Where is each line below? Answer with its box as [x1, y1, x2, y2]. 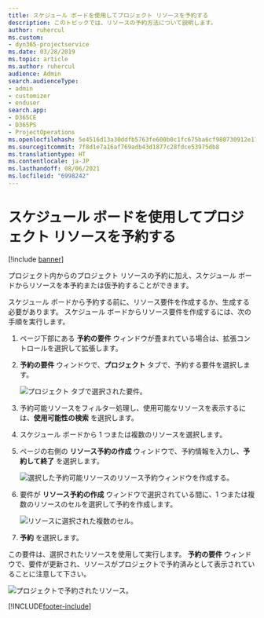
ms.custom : [8, 33, 44, 42]
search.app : [8, 107, 47, 115]
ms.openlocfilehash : [8, 135, 76, 144]
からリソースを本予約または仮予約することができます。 [14, 280, 193, 290]
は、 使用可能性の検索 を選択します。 [19, 413, 139, 422]
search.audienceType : [8, 77, 79, 85]
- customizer [8, 92, 51, 100]
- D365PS [8, 121, 37, 129]
